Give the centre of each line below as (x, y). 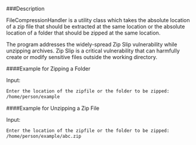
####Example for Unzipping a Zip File (53, 108)
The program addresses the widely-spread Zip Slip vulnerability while (92, 44)
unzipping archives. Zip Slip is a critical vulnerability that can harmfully (93, 51)
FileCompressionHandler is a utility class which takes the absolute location (98, 20)
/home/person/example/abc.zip (44, 136)
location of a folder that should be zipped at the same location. (83, 33)
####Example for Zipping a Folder (48, 69)
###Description (25, 9)
